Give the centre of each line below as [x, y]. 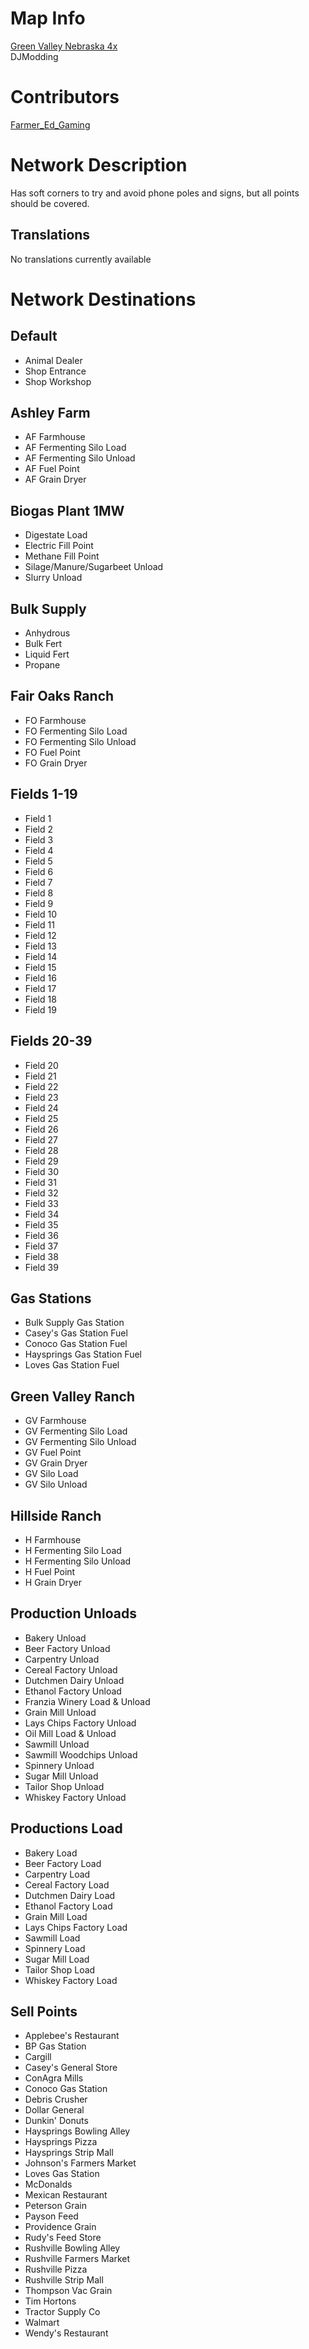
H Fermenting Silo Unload [78, 1561]
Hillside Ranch [56, 1515]
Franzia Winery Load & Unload [87, 1701]
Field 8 [39, 893]
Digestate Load [56, 535]
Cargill [38, 2057]
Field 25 [41, 1118]
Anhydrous [47, 633]
